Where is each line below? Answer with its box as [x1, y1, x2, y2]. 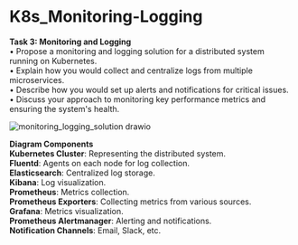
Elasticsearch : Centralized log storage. [9, 167, 155, 178]
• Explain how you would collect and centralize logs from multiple [9, 65, 253, 76]
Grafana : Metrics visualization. [9, 205, 124, 216]
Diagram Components [9, 138, 94, 149]
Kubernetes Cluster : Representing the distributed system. [9, 147, 227, 159]
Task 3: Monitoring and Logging [9, 36, 132, 47]
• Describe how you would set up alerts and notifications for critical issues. [9, 84, 289, 95]
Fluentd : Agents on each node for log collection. [9, 157, 191, 168]
